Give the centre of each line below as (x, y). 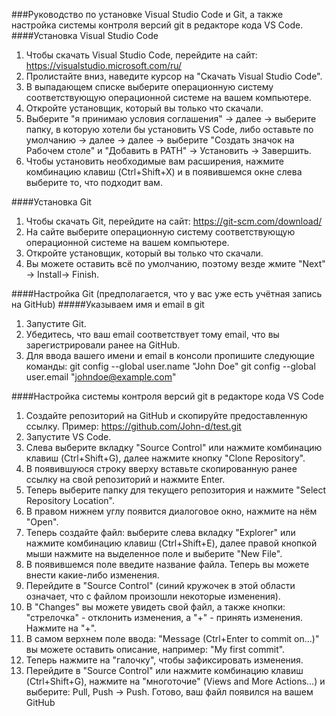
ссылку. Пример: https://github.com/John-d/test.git (133, 426)
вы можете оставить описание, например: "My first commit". (155, 649)
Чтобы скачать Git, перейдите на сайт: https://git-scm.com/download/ (174, 221)
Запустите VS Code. (68, 437)
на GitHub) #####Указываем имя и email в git (108, 304)
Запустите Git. (56, 323)
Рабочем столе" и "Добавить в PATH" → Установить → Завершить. (168, 150)
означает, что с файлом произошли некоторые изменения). (153, 596)
